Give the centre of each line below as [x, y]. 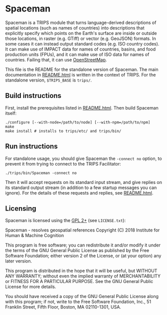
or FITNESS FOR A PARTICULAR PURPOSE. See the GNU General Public [79, 281]
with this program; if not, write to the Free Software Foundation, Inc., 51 [78, 302]
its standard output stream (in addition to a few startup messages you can [81, 187]
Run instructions [32, 146]
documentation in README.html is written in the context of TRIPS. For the [81, 74]
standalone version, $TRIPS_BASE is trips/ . [49, 80]
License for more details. [31, 287]
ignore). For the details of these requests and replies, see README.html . [79, 192]
